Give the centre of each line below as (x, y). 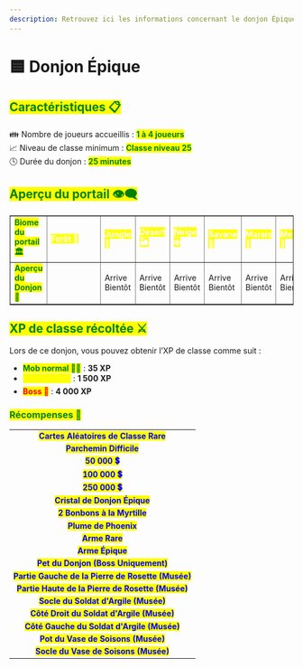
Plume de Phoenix (102, 525)
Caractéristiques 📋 (65, 107)
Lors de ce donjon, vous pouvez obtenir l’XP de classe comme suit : (135, 350)
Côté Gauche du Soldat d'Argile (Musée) (102, 626)
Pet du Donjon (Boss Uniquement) (102, 563)
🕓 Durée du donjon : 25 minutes (70, 161)
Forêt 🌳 (65, 239)
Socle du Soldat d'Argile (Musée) (103, 601)
